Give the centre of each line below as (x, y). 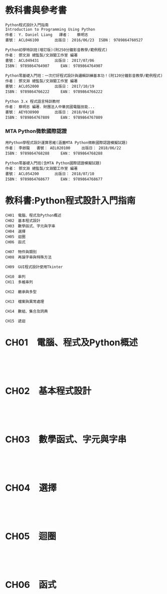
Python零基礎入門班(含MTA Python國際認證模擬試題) (53, 163)
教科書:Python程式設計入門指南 (70, 201)
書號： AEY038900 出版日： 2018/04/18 (50, 112)
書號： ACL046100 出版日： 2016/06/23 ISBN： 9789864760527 (74, 40)
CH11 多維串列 (19, 282)
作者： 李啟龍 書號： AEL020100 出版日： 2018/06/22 (63, 148)
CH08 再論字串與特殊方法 (28, 257)
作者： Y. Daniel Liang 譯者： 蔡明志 (47, 35)
